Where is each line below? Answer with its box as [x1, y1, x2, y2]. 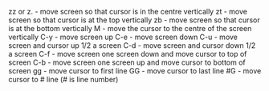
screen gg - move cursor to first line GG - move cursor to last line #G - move [8, 66, 262, 75]
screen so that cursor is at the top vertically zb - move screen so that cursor [8, 15, 260, 25]
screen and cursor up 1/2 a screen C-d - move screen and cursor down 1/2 [8, 41, 256, 50]
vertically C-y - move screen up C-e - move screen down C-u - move [8, 32, 238, 42]
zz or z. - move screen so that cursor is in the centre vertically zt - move [8, 7, 247, 16]
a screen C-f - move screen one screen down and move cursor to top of [8, 49, 247, 58]
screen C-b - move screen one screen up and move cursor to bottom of [8, 57, 247, 67]
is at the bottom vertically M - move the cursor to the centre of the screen [8, 24, 252, 33]
